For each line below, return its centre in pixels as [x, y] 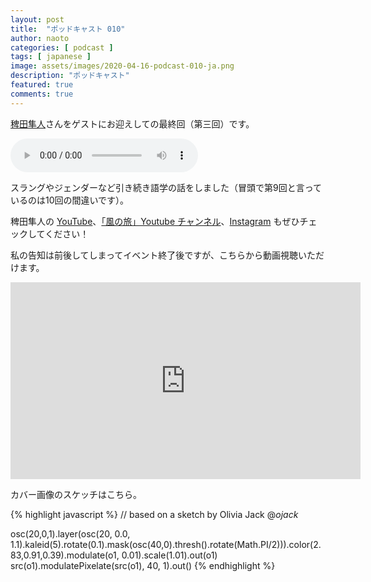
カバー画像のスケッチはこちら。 [76, 494]
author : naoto [40, 38]
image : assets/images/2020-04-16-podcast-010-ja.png [122, 66]
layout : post [37, 19]
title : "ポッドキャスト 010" [68, 29]
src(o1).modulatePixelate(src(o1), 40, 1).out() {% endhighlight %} [143, 565]
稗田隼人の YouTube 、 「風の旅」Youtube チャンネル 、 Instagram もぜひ [155, 221]
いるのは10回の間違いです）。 [70, 200]
